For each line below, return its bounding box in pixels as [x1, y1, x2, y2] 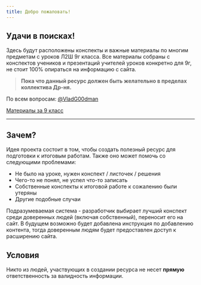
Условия [6, 250, 39, 260]
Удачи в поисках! [6, 31, 75, 41]
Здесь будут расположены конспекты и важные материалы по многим [6, 47, 188, 54]
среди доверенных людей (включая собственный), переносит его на [6, 214, 184, 221]
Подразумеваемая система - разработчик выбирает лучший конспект [6, 207, 187, 214]
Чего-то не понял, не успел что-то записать [14, 177, 128, 184]
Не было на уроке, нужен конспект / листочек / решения [14, 170, 161, 177]
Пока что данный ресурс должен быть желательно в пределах [20, 77, 187, 84]
